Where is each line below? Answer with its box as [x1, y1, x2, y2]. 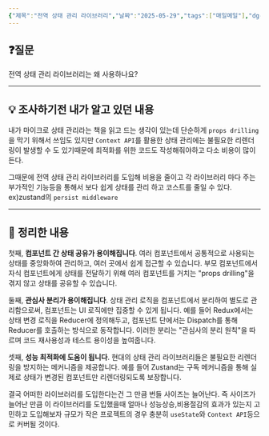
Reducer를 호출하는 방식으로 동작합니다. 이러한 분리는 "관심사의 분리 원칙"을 [8, 326, 248, 335]
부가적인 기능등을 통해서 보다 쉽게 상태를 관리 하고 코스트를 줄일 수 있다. [8, 182, 232, 192]
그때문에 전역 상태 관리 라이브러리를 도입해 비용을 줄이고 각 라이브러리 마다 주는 [8, 173, 256, 182]
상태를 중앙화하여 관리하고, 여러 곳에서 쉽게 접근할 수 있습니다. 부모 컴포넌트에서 [8, 258, 259, 268]
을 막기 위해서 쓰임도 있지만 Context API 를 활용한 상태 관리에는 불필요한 [8, 135, 234, 145]
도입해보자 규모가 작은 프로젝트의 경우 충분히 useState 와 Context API [29, 410, 247, 419]
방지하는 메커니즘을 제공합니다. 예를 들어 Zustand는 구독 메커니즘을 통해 [22, 362, 249, 372]
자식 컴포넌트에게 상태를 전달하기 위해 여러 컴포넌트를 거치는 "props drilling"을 [8, 269, 255, 278]
